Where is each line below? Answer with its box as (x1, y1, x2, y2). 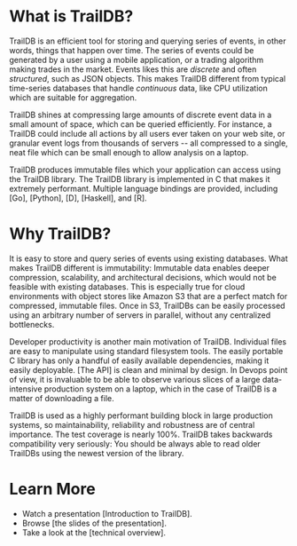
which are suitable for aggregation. (9, 91, 137, 103)
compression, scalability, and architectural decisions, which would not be (9, 272, 277, 282)
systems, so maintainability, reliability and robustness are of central (9, 419, 255, 430)
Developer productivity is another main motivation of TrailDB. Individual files (9, 336, 286, 347)
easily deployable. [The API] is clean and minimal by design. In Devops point (9, 364, 288, 375)
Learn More (9, 479, 96, 499)
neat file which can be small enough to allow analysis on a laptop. (9, 146, 249, 157)
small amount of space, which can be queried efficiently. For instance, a (9, 118, 272, 130)
